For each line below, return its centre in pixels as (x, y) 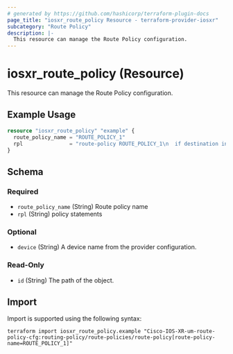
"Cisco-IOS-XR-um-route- (179, 331)
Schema (25, 172)
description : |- (31, 33)
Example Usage (42, 115)
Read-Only (26, 265)
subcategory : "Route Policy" (49, 26)
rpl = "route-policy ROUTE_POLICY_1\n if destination (116, 144)
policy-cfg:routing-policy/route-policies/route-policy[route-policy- (111, 337)
